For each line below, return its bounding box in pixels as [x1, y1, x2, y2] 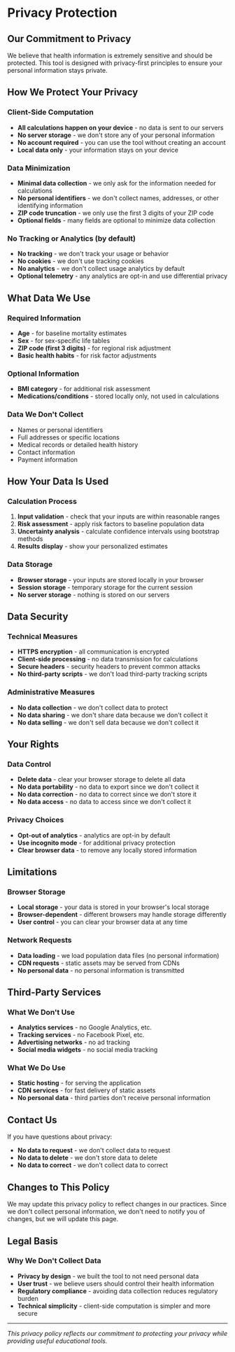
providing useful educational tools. [7, 1337, 108, 1345]
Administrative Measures [7, 687, 95, 697]
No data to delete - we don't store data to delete [17, 1153, 157, 1162]
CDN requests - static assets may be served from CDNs [17, 959, 180, 967]
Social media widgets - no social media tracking [17, 1045, 158, 1054]
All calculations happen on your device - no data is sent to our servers [17, 123, 224, 132]
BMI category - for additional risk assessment [17, 385, 150, 393]
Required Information [7, 313, 82, 323]
